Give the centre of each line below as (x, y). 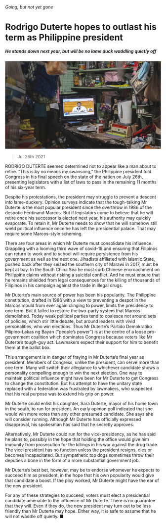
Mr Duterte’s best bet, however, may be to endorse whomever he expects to (82, 470)
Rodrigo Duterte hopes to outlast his (81, 27)
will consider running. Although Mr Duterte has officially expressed (73, 419)
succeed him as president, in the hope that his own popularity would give (80, 476)
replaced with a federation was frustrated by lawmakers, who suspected (79, 389)
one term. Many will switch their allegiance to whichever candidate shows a (82, 368)
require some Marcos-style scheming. (44, 234)
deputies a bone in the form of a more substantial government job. (73, 461)
